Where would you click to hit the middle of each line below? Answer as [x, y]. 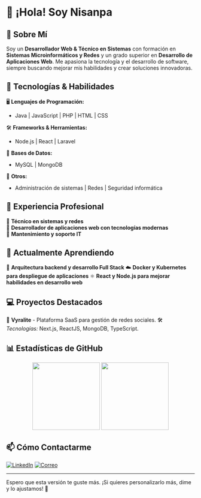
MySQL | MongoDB [39, 164]
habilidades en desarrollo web [44, 283]
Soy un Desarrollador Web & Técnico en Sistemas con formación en [91, 49]
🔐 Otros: [17, 176]
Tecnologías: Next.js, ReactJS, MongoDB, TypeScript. [72, 329]
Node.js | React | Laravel [45, 141]
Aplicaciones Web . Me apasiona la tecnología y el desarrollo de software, [98, 61]
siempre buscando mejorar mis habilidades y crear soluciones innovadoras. [99, 68]
